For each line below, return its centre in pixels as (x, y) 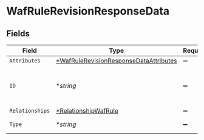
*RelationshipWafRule (87, 111)
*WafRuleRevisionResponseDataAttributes (116, 61)
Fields (18, 34)
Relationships (30, 111)
